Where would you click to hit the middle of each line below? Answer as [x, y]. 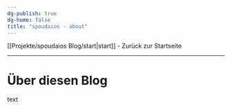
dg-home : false [29, 20]
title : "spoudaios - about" [48, 26]
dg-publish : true [32, 13]
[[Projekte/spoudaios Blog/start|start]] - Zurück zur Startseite [94, 46]
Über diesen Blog [58, 80]
